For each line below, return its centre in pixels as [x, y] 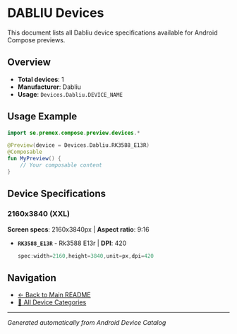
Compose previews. [36, 40]
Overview [29, 62]
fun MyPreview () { [34, 159]
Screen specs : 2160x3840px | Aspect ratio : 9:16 [78, 229]
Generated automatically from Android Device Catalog [87, 323]
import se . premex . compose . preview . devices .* [74, 133]
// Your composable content [61, 165]
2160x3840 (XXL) [39, 214]
